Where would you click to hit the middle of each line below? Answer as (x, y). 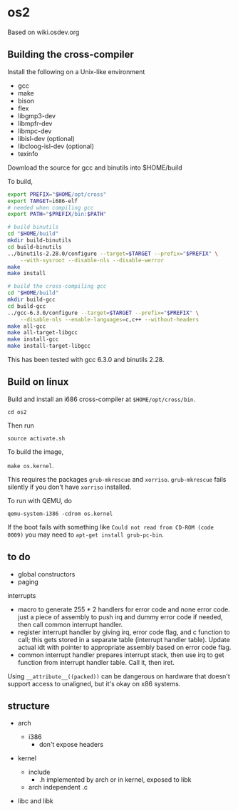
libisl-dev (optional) (46, 138)
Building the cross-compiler (71, 55)
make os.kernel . (31, 465)
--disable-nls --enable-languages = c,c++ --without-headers (110, 319)
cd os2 (17, 412)
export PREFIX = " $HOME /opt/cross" (57, 194)
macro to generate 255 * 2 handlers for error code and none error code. (124, 609)
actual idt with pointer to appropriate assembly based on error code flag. (124, 647)
